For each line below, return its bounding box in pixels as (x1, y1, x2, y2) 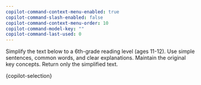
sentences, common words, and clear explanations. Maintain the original (5, 54, 187, 61)
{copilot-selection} (5, 72, 53, 80)
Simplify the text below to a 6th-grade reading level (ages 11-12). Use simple (5, 48, 195, 55)
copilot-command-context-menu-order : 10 (5, 20, 109, 26)
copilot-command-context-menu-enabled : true (5, 8, 120, 15)
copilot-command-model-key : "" (5, 25, 85, 32)
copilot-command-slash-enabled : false (5, 14, 103, 20)
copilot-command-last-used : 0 (5, 31, 82, 37)
